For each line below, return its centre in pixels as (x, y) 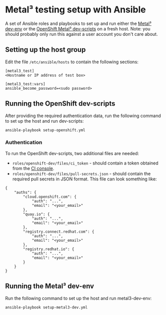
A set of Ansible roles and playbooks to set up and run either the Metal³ (78, 23)
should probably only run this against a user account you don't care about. (82, 34)
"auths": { (25, 192)
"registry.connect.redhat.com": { (59, 232)
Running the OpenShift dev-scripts (60, 104)
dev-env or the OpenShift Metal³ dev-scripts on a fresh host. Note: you (78, 28)
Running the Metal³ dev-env (50, 286)
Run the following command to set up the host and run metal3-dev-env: (79, 298)
